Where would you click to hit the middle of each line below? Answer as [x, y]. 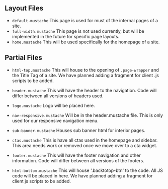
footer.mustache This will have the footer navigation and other [76, 155]
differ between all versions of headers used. [58, 96]
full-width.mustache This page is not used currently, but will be [78, 31]
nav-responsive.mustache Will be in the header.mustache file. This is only [87, 115]
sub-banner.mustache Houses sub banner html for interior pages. [78, 130]
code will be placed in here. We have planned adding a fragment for [82, 175]
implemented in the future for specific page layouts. [66, 36]
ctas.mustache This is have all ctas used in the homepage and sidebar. [85, 140]
